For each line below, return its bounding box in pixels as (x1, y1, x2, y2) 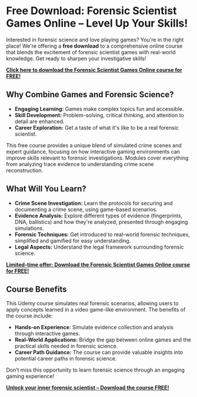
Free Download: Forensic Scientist (6, 4, 178, 18)
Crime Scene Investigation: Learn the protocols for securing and (14, 199, 173, 207)
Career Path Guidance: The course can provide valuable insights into (14, 349, 183, 356)
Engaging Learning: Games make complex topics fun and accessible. (14, 105, 184, 113)
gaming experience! (6, 373, 55, 380)
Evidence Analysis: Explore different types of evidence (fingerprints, (14, 212, 183, 219)
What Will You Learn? (6, 184, 86, 194)
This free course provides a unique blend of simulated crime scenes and (6, 141, 182, 148)
